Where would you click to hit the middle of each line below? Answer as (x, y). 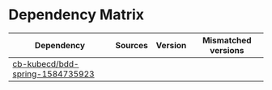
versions (227, 50)
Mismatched (227, 40)
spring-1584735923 (53, 74)
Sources (132, 45)
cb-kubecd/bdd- (46, 63)
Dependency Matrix (76, 15)
